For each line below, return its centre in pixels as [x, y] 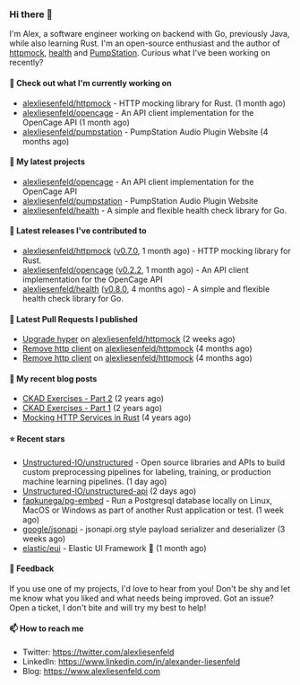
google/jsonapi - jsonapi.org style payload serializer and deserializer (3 [154, 529]
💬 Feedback [32, 568]
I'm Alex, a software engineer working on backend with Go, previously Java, [150, 34]
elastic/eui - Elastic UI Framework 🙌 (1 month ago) [115, 548]
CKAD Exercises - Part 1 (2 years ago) [92, 408]
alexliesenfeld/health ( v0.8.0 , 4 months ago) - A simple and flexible [146, 289]
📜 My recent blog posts [53, 378]
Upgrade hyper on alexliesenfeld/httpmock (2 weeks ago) [129, 339]
